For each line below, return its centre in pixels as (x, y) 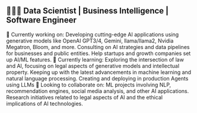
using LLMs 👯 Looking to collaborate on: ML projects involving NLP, (89, 85)
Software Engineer (42, 20)
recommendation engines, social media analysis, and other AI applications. (98, 91)
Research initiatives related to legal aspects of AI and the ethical (85, 97)
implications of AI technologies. (45, 104)
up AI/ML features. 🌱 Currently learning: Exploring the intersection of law (95, 59)
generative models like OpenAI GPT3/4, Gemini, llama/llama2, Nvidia (90, 41)
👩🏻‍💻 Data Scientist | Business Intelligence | (88, 11)
